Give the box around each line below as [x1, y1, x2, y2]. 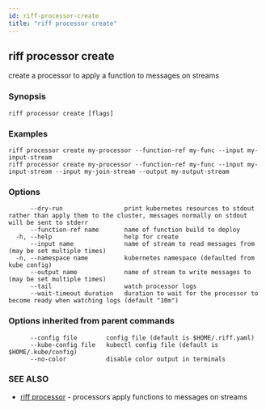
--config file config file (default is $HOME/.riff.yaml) [29, 333, 255, 342]
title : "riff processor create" [8, 19, 117, 27]
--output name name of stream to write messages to [29, 268, 251, 277]
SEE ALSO [8, 374, 49, 385]
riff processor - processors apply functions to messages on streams [19, 391, 248, 401]
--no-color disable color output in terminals [29, 355, 226, 363]
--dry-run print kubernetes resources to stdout [29, 205, 255, 213]
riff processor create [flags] [8, 109, 114, 117]
